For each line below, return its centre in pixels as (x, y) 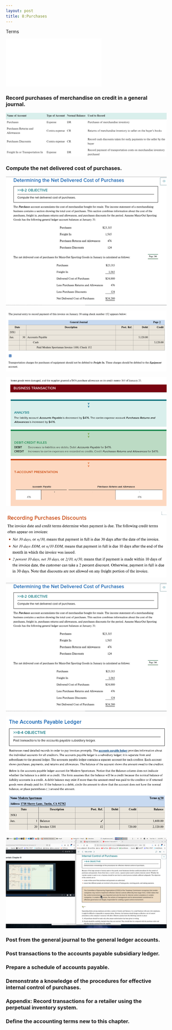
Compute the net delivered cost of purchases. (64, 168)
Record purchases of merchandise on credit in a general (77, 98)
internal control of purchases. (43, 987)
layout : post (20, 11)
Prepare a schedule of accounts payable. (58, 967)
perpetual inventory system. (42, 1007)
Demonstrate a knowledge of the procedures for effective (79, 981)
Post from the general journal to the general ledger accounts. (83, 939)
